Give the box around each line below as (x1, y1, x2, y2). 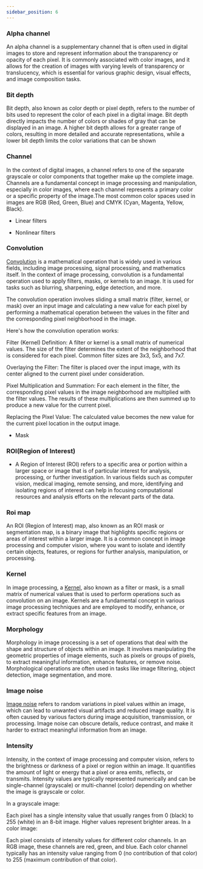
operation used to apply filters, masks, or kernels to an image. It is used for (6, 277, 194, 285)
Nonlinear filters (15, 228, 56, 236)
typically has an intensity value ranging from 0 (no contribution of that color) (6, 849, 198, 857)
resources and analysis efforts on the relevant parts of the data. (15, 493, 175, 501)
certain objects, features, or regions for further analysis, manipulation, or (6, 548, 188, 556)
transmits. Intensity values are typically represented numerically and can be (6, 775, 196, 782)
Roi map (6, 508, 31, 517)
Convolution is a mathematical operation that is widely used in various (6, 258, 182, 265)
